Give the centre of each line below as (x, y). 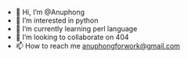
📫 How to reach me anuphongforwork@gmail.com (98, 46)
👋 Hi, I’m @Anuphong (50, 12)
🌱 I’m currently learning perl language (76, 29)
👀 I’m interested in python (57, 20)
